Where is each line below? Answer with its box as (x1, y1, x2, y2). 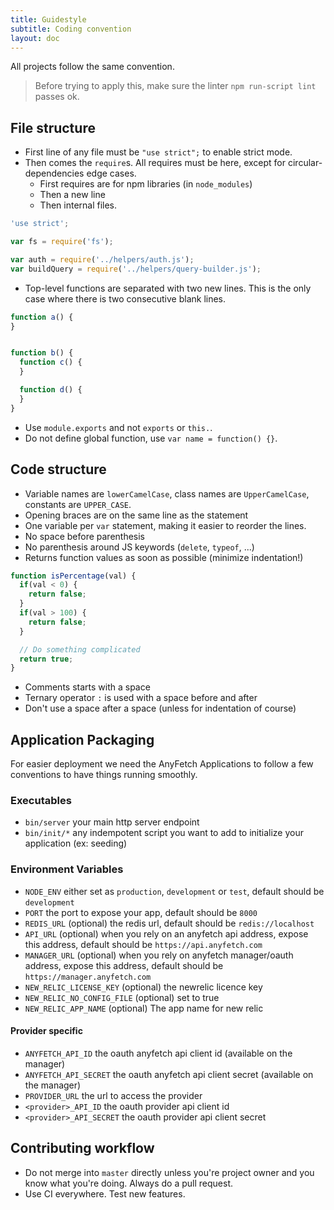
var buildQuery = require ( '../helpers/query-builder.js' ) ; (10, 264, 262, 274)
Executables (10, 793, 72, 807)
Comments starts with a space (24, 681, 151, 693)
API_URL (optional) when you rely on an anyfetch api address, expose (24, 927, 309, 940)
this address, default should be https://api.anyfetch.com (24, 938, 263, 950)
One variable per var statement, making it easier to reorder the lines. (24, 519, 307, 531)
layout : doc (10, 33, 60, 43)
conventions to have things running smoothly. (10, 769, 198, 781)
